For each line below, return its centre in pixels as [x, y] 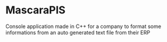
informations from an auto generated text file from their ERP [78, 32]
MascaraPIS [36, 10]
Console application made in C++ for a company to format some [83, 26]
